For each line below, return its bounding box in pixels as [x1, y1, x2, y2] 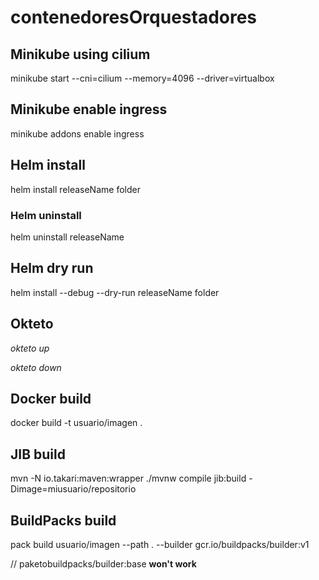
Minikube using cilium [10, 46, 151, 63]
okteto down [10, 361, 62, 373]
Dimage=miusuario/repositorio [10, 483, 137, 495]
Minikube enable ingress [10, 101, 168, 118]
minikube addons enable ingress [10, 127, 145, 140]
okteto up [10, 342, 50, 354]
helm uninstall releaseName [10, 231, 125, 243]
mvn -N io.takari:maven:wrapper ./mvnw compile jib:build [10, 472, 247, 485]
